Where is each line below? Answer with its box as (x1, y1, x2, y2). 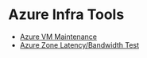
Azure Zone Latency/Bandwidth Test (19, 40, 140, 49)
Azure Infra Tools (8, 6, 125, 24)
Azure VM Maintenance (19, 32, 98, 41)
